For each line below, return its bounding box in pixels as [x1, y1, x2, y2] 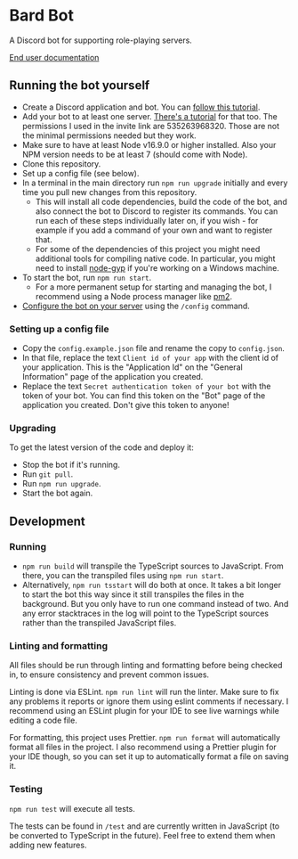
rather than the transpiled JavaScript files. [21, 618, 177, 628]
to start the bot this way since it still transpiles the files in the [21, 589, 245, 600]
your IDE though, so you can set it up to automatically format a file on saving [9, 751, 289, 762]
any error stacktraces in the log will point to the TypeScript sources [21, 608, 270, 619]
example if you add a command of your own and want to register [35, 225, 273, 235]
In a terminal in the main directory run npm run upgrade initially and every [21, 177, 288, 188]
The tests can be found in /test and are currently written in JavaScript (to [9, 821, 280, 831]
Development [9, 513, 86, 528]
